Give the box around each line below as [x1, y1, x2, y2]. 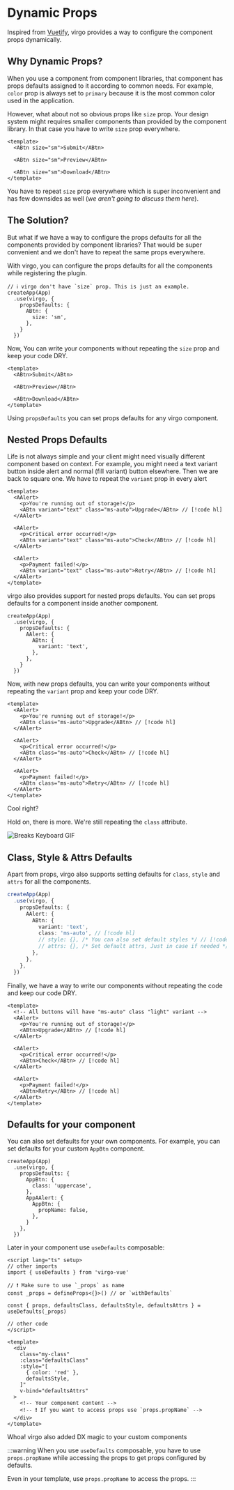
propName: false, [38, 1207, 89, 1214]
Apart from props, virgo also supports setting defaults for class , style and [7, 870, 221, 879]
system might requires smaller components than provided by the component [7, 117, 227, 125]
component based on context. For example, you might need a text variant [7, 460, 218, 468]
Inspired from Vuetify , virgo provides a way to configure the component [7, 28, 213, 36]
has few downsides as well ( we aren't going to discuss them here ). [7, 194, 199, 203]
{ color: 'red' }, [25, 1369, 79, 1376]
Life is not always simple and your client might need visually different [7, 452, 205, 461]
